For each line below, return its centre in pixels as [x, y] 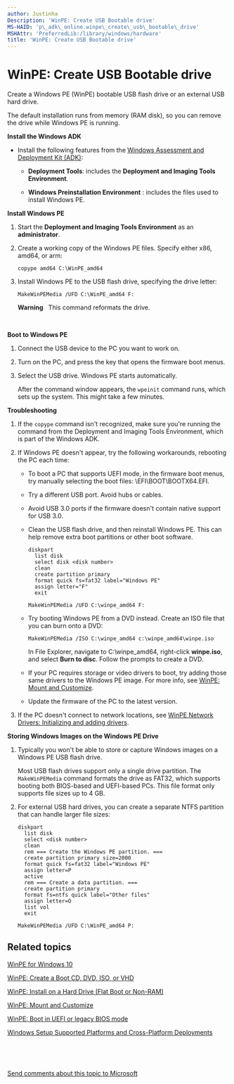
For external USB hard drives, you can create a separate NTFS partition [121, 807]
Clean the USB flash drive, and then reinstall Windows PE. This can [125, 530]
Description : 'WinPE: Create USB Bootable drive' [82, 20]
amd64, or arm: [40, 256]
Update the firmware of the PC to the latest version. [103, 701]
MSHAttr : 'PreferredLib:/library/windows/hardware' [84, 33]
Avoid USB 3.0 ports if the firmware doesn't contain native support [124, 509]
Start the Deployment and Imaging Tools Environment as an [106, 227]
